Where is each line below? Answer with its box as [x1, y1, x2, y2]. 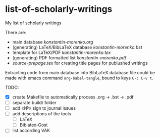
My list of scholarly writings [5, 20, 62, 26]
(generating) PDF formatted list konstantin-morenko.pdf [12, 54, 127, 60]
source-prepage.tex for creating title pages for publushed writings [12, 60, 148, 66]
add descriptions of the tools [12, 111, 71, 117]
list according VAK [12, 128, 51, 134]
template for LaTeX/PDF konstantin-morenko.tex [12, 49, 111, 55]
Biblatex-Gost [19, 122, 48, 128]
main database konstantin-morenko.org [12, 39, 93, 45]
